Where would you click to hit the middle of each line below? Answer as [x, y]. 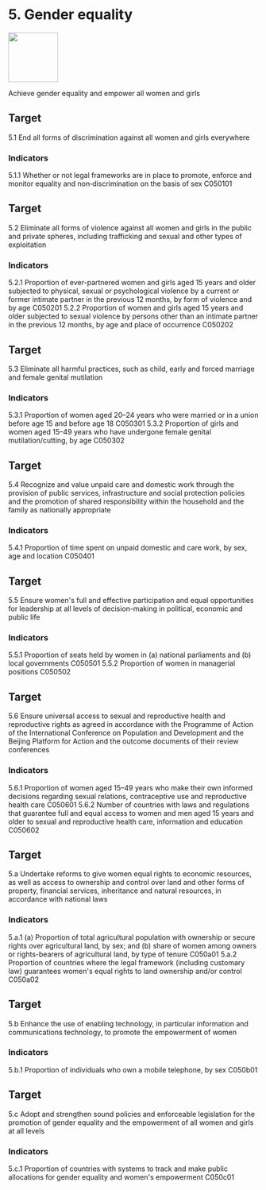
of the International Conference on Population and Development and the [126, 733]
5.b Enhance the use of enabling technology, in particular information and [128, 1023]
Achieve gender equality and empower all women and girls [104, 93]
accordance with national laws [58, 899]
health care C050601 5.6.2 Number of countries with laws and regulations [129, 805]
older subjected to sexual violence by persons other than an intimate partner [133, 316]
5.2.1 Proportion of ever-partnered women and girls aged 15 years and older [132, 283]
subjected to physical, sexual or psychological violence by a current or [124, 291]
